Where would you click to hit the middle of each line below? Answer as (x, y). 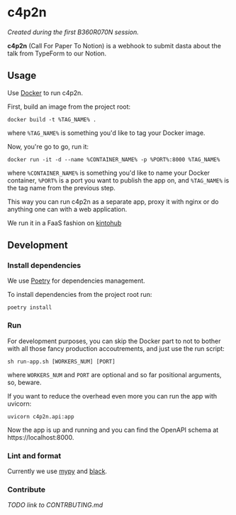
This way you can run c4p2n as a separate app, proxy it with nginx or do (113, 201)
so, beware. (24, 382)
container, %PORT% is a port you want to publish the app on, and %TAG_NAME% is (118, 180)
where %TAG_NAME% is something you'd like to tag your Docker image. (106, 133)
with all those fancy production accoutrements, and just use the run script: (116, 348)
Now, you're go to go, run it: (48, 146)
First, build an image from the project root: (69, 107)
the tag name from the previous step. (61, 188)
